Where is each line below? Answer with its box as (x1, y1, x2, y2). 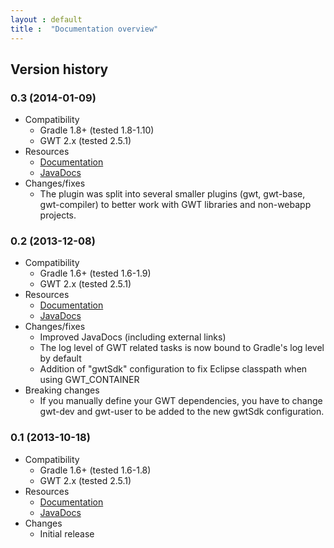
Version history (10, 61, 109, 78)
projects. (39, 209, 77, 221)
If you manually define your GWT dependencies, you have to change (39, 395, 323, 407)
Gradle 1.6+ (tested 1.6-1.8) (39, 464, 152, 476)
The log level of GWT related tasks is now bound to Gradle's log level (39, 342, 325, 354)
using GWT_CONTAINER (39, 374, 140, 386)
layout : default (10, 14, 83, 25)
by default (39, 352, 82, 365)
